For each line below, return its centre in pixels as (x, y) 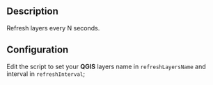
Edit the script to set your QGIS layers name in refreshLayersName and (106, 66)
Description (32, 11)
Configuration (38, 50)
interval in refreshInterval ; (46, 74)
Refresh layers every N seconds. (53, 28)
